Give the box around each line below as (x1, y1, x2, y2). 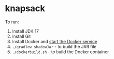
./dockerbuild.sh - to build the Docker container (12, 49, 110, 55)
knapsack (5, 3, 45, 14)
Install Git (12, 33, 31, 39)
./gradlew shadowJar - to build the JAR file (12, 44, 97, 49)
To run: (5, 19, 19, 25)
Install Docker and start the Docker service (12, 38, 98, 44)
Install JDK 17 (12, 28, 39, 34)
